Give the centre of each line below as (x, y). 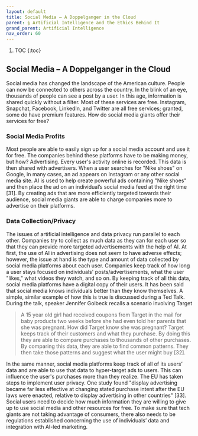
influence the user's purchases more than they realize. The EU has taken (95, 376)
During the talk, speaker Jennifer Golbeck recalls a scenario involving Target (99, 303)
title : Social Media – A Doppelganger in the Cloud (71, 17)
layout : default (26, 12)
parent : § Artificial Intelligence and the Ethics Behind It (83, 22)
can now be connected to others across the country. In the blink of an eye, (97, 89)
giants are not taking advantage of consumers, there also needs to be (91, 414)
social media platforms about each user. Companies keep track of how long (98, 265)
